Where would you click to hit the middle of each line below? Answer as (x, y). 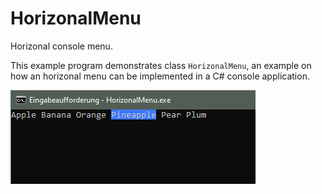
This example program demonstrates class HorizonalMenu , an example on (161, 65)
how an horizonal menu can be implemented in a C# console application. (160, 76)
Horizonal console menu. (61, 46)
